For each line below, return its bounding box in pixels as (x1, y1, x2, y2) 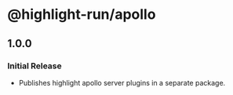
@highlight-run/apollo (7, 5, 156, 24)
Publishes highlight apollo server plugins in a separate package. (18, 78, 226, 87)
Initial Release (7, 60, 62, 71)
